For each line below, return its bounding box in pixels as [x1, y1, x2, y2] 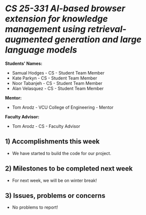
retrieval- [87, 24, 127, 35]
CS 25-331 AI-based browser [5, 3, 126, 14]
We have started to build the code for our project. [12, 150, 111, 156]
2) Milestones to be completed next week [5, 164, 133, 173]
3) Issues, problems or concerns [5, 191, 106, 200]
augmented [5, 34, 53, 45]
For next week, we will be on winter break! [12, 177, 97, 183]
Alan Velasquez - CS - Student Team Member [12, 85, 104, 91]
